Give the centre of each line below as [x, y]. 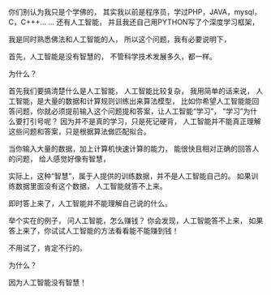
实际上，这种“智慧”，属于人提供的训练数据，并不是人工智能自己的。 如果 [130, 176]
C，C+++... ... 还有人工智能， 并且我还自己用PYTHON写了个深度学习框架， [134, 22]
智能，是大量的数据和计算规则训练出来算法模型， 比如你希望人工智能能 [133, 101]
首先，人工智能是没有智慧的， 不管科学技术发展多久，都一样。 [112, 56]
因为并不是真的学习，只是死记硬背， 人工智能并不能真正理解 [160, 121]
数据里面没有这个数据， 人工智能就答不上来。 [91, 186]
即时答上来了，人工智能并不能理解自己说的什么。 [90, 203]
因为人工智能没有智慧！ [47, 282]
